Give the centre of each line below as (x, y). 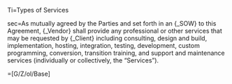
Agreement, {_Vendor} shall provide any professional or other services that (115, 31)
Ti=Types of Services (38, 10)
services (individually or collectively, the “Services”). (83, 60)
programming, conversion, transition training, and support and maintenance (116, 53)
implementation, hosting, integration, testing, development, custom (104, 45)
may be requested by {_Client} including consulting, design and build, (107, 38)
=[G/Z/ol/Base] (29, 74)
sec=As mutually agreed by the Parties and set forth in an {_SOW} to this (112, 23)
